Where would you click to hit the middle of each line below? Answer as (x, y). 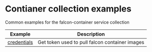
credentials (20, 42)
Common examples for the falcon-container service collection (67, 22)
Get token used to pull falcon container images (91, 42)
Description (91, 34)
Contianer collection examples (68, 9)
